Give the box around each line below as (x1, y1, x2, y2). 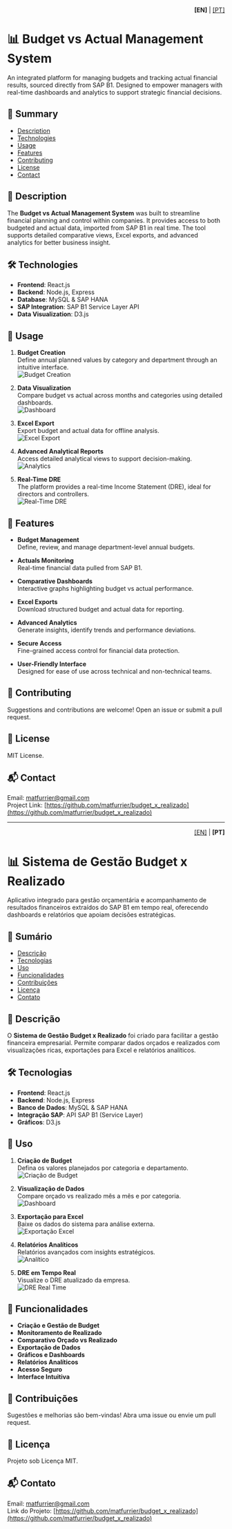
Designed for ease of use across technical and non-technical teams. (17, 668, 212, 675)
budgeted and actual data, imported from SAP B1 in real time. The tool (7, 224, 206, 232)
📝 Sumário (7, 931, 53, 942)
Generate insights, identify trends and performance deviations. (17, 626, 196, 634)
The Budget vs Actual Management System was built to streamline (7, 208, 200, 217)
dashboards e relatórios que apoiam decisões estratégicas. (7, 910, 176, 919)
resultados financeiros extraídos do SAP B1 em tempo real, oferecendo (7, 904, 209, 912)
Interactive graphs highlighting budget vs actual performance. (17, 585, 194, 592)
